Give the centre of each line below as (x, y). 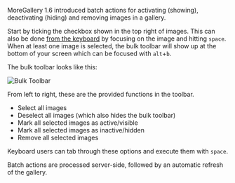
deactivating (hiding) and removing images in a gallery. (87, 18)
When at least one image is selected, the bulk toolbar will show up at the (112, 46)
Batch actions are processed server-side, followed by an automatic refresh (115, 165)
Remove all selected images (58, 137)
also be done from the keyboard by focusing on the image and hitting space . (117, 39)
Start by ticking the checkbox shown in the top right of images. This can (111, 31)
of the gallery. (27, 172)
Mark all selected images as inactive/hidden (81, 130)
